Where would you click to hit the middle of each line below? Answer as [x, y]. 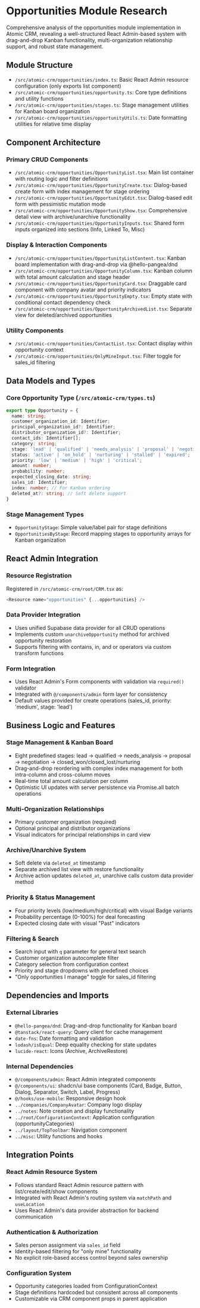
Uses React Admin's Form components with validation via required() [99, 682]
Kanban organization [40, 540]
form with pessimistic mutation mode [60, 204]
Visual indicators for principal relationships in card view [82, 835]
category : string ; [35, 443]
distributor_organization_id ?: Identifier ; [66, 433]
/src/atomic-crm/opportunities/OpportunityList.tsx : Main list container [104, 173]
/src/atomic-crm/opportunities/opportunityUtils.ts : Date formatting [101, 117]
